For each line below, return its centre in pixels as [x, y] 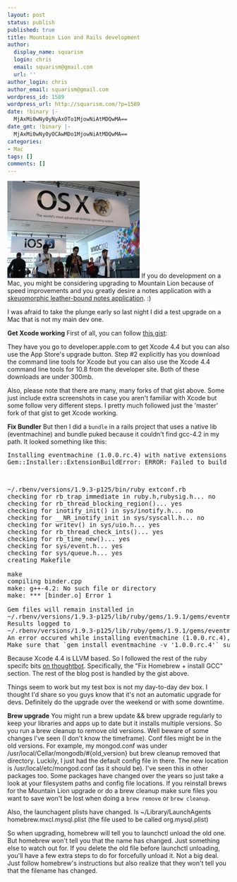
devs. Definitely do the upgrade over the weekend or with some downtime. [116, 702]
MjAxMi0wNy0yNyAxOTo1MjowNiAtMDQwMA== [71, 119]
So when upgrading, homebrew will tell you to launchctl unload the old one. [117, 833]
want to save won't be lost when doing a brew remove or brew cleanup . [109, 799]
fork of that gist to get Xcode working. [63, 413]
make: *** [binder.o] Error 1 [60, 596]
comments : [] [26, 164]
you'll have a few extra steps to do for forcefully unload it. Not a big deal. [113, 856]
